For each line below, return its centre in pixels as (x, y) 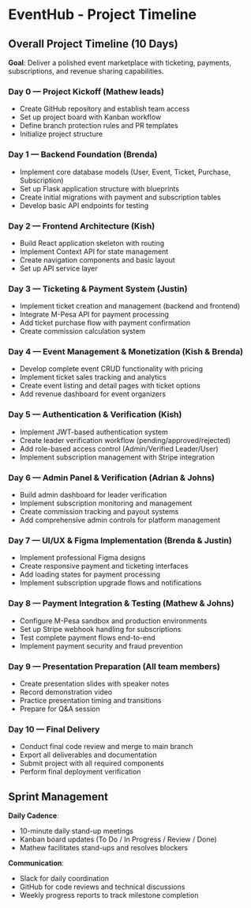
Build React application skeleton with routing (92, 243)
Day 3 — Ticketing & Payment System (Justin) (98, 289)
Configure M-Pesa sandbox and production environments (113, 620)
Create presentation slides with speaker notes (94, 683)
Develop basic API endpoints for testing (84, 205)
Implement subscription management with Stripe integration (117, 457)
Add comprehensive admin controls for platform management (120, 520)
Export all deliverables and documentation (88, 755)
